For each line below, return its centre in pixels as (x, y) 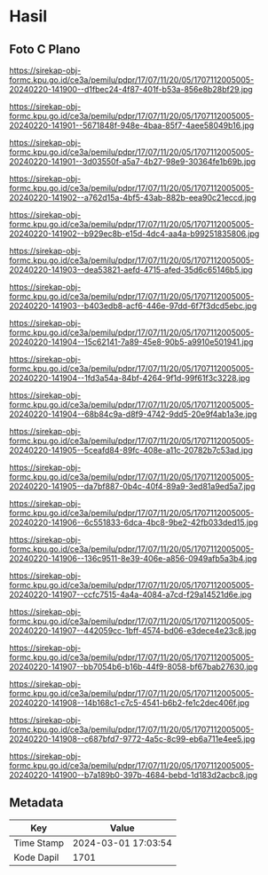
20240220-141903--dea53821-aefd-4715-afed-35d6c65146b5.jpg (131, 270)
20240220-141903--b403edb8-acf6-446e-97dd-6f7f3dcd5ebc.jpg (133, 306)
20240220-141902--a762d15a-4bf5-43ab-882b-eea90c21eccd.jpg (133, 198)
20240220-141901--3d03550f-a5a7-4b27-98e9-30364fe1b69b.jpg (132, 161)
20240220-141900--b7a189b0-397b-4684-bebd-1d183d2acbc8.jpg (134, 775)
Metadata (36, 803)
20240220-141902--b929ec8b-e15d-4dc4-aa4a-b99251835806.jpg (134, 234)
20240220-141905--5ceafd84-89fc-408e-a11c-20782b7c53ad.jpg (131, 450)
